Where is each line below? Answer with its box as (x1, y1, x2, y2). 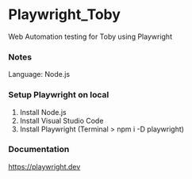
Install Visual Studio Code (19, 116, 104, 125)
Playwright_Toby (8, 6, 121, 24)
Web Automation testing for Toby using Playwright (8, 32, 173, 41)
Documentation (8, 144, 70, 155)
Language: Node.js (8, 70, 70, 79)
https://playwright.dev (8, 162, 81, 171)
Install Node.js (19, 107, 67, 116)
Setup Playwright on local (8, 89, 109, 101)
